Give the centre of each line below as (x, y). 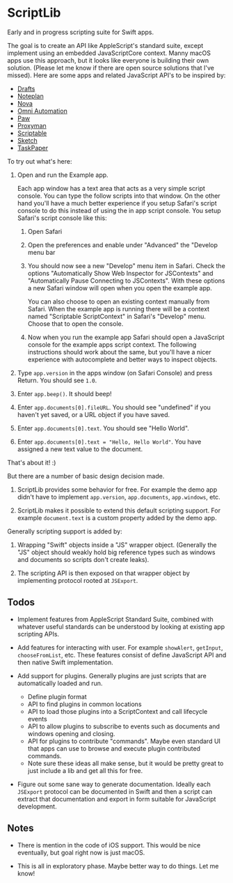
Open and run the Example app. (63, 175)
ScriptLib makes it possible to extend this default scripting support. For (119, 510)
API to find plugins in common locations (85, 704)
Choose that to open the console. (75, 323)
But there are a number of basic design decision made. (86, 476)
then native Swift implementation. (65, 662)
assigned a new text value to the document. (80, 449)
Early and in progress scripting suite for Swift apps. (81, 32)
